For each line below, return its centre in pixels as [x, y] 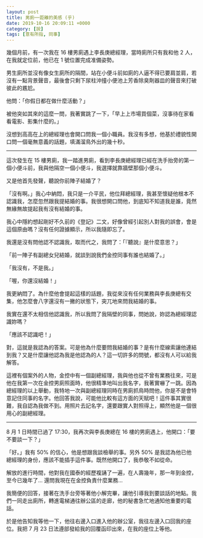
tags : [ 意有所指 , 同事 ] [34, 35]
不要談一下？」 [25, 439]
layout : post [23, 12]
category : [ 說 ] [25, 29]
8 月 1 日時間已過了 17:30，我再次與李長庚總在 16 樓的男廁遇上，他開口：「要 [101, 432]
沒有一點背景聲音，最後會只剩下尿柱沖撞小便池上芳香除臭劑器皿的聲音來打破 [101, 81]
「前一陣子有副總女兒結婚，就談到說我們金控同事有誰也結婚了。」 [87, 255]
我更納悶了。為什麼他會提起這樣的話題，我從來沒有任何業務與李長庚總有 [96, 294]
